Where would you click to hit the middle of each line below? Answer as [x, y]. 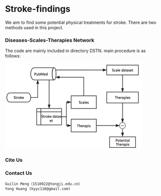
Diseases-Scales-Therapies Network [50, 40]
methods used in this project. [34, 27]
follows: [13, 56]
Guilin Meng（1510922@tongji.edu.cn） [44, 184]
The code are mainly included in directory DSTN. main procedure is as [75, 51]
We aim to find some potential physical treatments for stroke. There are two [81, 22]
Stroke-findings [38, 9]
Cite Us [14, 160]
